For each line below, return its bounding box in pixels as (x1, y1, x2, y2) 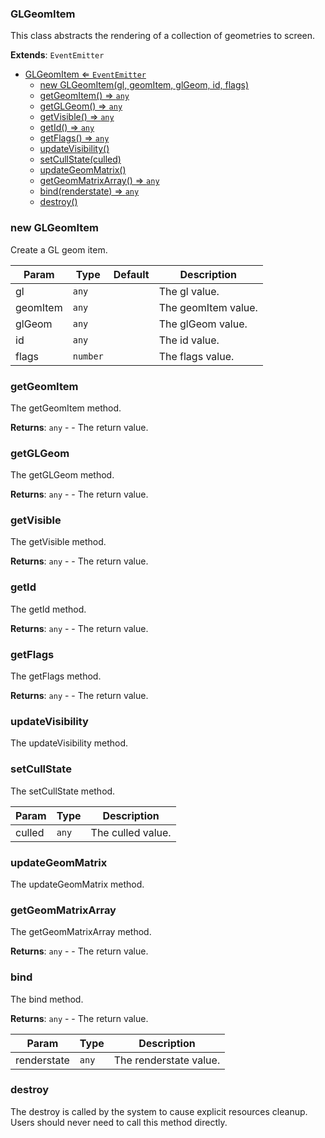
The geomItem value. (158, 300, 258, 314)
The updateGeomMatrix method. (10, 878, 145, 890)
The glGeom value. (158, 317, 248, 331)
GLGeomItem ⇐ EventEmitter (24, 68, 147, 81)
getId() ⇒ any (39, 122, 95, 134)
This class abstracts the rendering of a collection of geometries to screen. (10, 30, 316, 42)
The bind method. (10, 993, 84, 1005)
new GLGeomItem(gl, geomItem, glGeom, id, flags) (39, 79, 250, 91)
